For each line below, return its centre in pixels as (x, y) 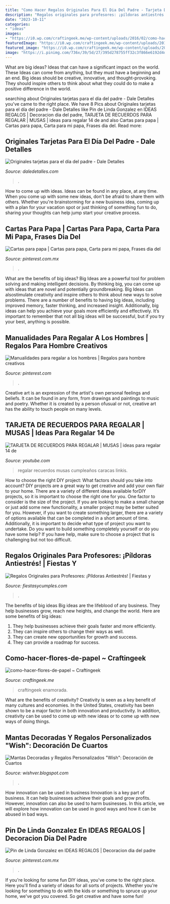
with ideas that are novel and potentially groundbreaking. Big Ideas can (79, 289)
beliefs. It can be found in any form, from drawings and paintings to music (82, 398)
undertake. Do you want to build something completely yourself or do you (82, 529)
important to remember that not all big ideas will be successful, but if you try (85, 316)
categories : (18, 24)
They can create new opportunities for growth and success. (75, 637)
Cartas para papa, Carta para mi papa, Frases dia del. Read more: (74, 126)
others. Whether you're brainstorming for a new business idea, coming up (82, 202)
